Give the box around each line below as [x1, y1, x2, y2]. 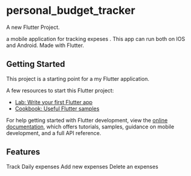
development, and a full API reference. [6, 129, 102, 136]
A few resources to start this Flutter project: [6, 87, 114, 94]
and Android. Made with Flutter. [6, 42, 84, 49]
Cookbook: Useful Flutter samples [14, 105, 100, 112]
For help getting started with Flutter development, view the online [6, 116, 168, 124]
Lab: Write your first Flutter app [14, 98, 93, 105]
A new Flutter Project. [6, 24, 60, 31]
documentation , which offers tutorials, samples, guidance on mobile [6, 123, 174, 130]
